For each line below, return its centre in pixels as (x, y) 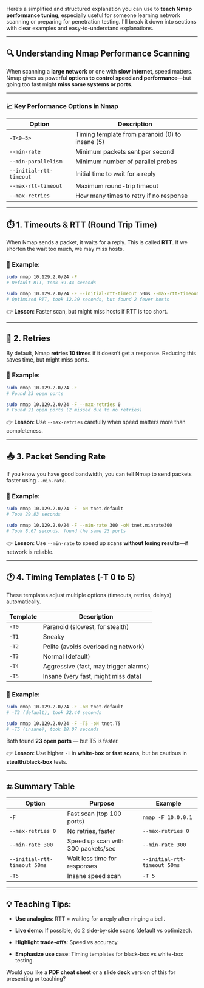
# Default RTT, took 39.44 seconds (51, 283)
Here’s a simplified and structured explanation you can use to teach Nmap (99, 9)
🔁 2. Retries (28, 339)
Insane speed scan (94, 876)
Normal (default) (66, 656)
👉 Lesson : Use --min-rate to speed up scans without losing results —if (97, 543)
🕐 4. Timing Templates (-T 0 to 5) (71, 578)
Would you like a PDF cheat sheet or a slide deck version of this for (91, 972)
